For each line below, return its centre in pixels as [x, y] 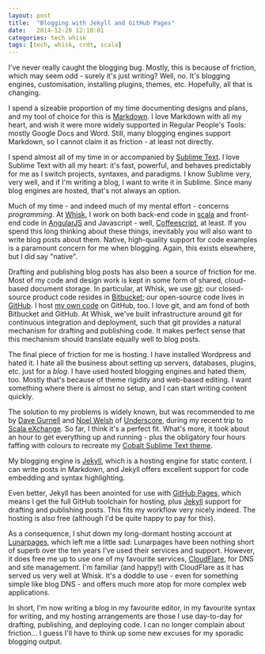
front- [240, 215]
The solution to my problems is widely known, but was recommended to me [132, 412]
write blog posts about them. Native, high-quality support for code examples [133, 240]
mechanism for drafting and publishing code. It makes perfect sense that [127, 331]
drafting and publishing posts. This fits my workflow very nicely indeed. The [132, 510]
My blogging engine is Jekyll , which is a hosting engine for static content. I [130, 461]
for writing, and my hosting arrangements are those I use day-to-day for [125, 616]
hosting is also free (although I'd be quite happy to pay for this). [112, 519]
